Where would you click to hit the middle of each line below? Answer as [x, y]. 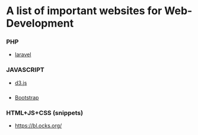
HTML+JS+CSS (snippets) [45, 113]
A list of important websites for [84, 11]
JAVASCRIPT [25, 70]
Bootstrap [27, 97]
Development [40, 23]
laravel [23, 55]
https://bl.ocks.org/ [38, 126]
